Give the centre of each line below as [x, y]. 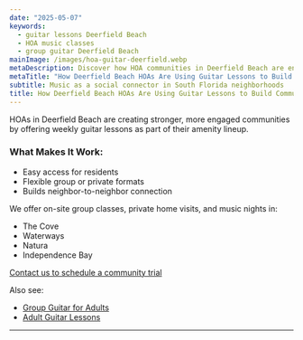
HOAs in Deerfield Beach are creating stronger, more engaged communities [150, 119]
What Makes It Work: [56, 152]
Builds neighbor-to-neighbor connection [97, 191]
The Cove [41, 226]
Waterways [43, 235]
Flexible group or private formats [83, 181]
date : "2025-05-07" [46, 18]
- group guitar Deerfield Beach [78, 52]
